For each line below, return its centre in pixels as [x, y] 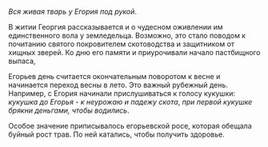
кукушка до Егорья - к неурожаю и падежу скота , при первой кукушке [130, 102]
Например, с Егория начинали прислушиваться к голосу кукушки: [122, 93]
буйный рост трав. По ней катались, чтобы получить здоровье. [117, 134]
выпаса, [22, 61]
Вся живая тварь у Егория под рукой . [73, 12]
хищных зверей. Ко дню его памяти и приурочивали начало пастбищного [134, 52]
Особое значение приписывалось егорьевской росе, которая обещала [130, 126]
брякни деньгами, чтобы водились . [69, 110]
